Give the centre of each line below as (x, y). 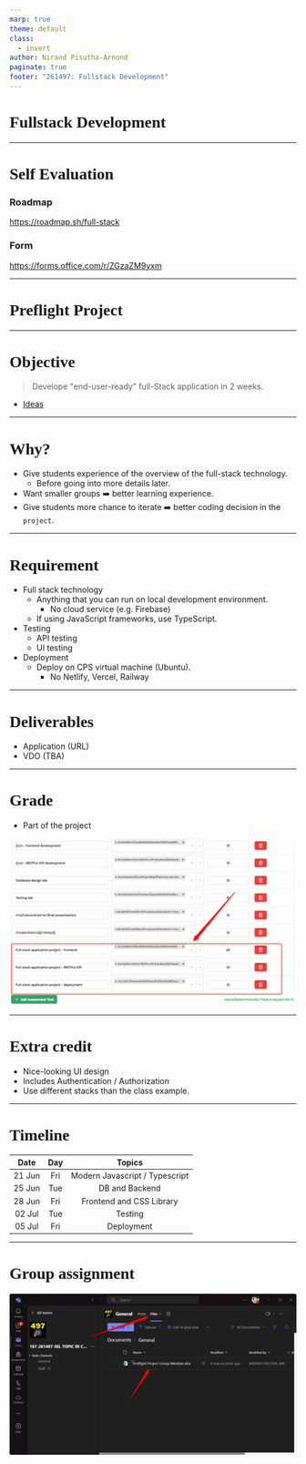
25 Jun (27, 1188)
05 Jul (27, 1226)
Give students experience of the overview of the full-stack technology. (155, 474)
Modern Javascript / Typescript (130, 1176)
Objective (42, 361)
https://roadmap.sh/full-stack (65, 222)
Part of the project (57, 825)
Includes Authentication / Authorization (96, 1080)
